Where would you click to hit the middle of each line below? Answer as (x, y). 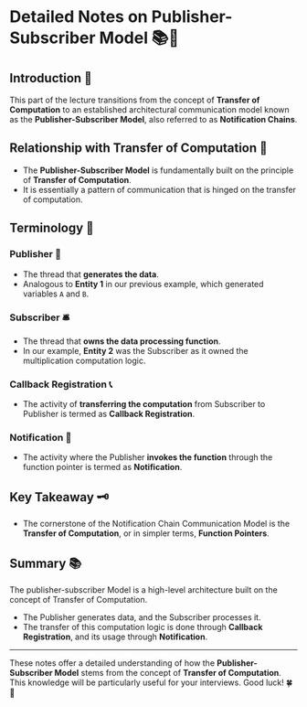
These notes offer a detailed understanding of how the (112, 663)
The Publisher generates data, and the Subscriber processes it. (142, 617)
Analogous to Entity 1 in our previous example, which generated (143, 284)
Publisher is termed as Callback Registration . (109, 414)
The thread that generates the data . (91, 274)
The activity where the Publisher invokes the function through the (148, 457)
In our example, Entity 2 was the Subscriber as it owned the (135, 350)
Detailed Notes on (79, 17)
